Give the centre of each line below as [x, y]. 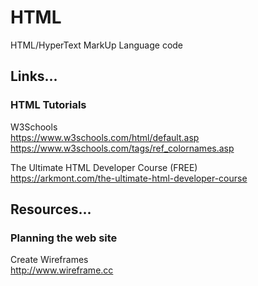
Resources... [51, 209]
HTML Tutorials [48, 105]
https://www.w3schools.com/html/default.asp [105, 137]
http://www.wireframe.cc [62, 270]
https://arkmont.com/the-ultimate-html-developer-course [129, 178]
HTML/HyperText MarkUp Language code [97, 45]
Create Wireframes [49, 260]
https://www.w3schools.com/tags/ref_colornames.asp [122, 148]
